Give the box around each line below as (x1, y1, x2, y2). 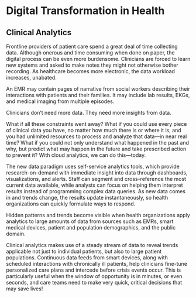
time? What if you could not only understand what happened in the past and (6, 139, 189, 146)
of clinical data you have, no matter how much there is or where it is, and (6, 127, 181, 133)
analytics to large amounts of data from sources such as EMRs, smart (6, 218, 174, 225)
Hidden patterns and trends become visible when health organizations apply (6, 212, 190, 218)
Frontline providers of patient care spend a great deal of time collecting (6, 43, 178, 50)
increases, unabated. (6, 74, 57, 81)
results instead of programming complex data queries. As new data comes (6, 188, 186, 194)
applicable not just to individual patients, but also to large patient (6, 248, 162, 255)
